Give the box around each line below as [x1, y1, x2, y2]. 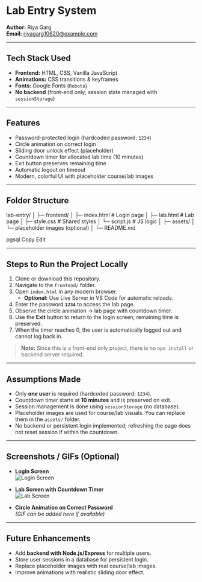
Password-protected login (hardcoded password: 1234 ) [14, 134, 151, 141]
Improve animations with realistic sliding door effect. [14, 568, 145, 576]
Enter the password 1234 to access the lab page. [14, 301, 135, 308]
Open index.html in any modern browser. [14, 288, 117, 296]
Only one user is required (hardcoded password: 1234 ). [14, 390, 152, 397]
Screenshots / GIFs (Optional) [6, 452, 120, 462]
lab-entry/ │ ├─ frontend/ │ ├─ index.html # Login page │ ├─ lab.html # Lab [6, 212, 194, 219]
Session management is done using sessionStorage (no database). [14, 403, 180, 410]
